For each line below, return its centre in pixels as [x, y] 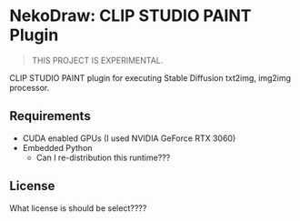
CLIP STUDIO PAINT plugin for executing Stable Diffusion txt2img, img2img [150, 77]
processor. [30, 87]
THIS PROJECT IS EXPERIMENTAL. [97, 60]
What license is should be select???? [78, 208]
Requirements [50, 116]
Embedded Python [57, 147]
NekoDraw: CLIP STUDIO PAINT [130, 16]
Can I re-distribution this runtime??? [103, 157]
